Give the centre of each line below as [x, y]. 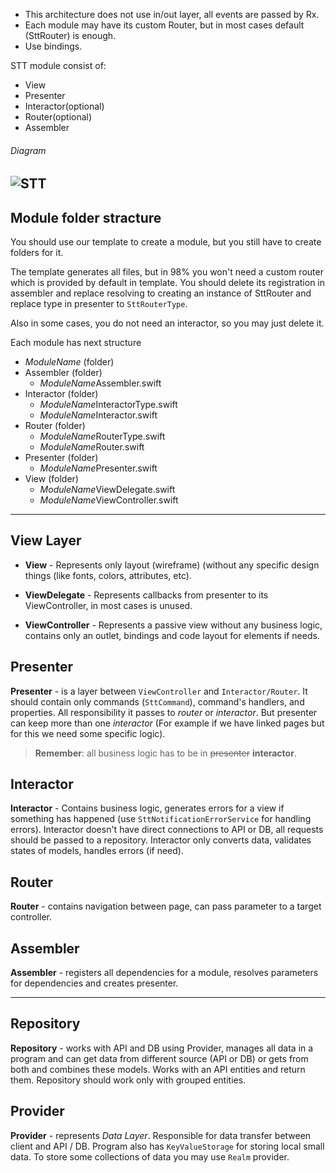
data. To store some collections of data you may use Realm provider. [150, 1156]
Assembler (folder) [63, 373]
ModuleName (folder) [69, 362]
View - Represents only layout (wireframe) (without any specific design [172, 565]
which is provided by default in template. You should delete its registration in [168, 283]
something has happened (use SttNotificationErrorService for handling [161, 819]
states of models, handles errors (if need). [97, 851]
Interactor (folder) [61, 394]
